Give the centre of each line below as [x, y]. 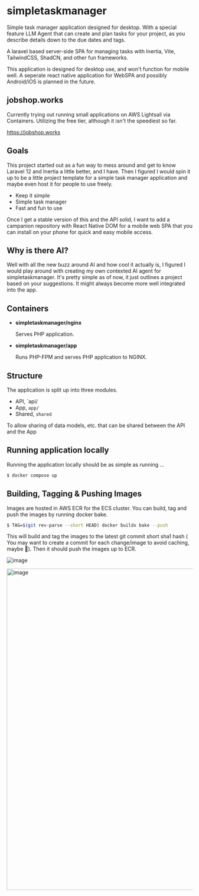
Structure [25, 376]
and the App [22, 432]
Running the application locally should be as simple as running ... [86, 464]
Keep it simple [32, 195]
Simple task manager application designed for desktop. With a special [92, 27]
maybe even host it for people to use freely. [60, 184]
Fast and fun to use [39, 208]
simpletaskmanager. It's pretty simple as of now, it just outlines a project [94, 277]
